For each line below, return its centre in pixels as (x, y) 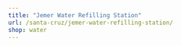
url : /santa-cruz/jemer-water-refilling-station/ (91, 23)
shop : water (27, 30)
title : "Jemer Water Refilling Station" (75, 15)
